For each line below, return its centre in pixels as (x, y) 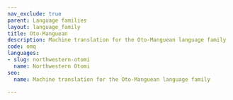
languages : (23, 54)
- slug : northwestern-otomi (49, 60)
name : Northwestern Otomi (52, 66)
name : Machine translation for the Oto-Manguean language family (112, 79)
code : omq (22, 46)
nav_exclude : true (34, 14)
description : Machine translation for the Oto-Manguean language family (117, 40)
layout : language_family (44, 27)
